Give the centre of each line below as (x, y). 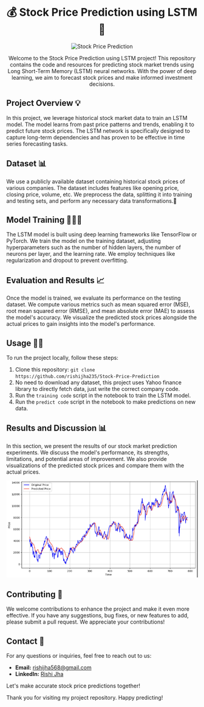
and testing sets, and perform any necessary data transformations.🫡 (92, 201)
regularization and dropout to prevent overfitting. (67, 261)
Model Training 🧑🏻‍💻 (44, 220)
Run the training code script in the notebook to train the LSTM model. (103, 395)
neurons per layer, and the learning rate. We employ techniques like (91, 254)
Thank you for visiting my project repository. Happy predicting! (85, 698)
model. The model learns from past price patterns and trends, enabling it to (100, 124)
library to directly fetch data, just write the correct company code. (97, 389)
